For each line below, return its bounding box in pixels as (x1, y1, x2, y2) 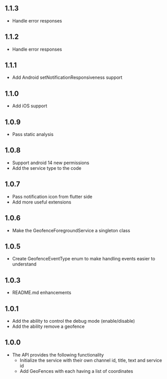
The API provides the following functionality (12, 351, 104, 358)
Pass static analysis (12, 131, 54, 138)
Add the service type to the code (12, 165, 82, 171)
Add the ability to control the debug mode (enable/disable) (12, 318, 135, 324)
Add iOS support (12, 103, 47, 109)
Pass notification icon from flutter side (12, 193, 93, 199)
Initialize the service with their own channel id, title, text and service (19, 357, 162, 363)
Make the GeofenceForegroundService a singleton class (12, 227, 130, 233)
